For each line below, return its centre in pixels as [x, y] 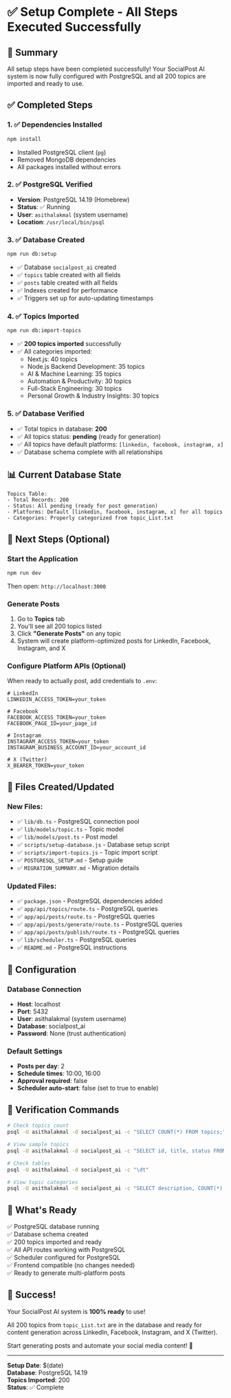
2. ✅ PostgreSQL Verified [50, 184]
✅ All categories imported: [55, 352]
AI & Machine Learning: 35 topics [74, 374]
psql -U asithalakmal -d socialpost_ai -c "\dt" [78, 1170]
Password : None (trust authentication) [71, 1033]
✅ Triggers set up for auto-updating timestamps [85, 298]
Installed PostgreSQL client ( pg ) [62, 152]
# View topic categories [43, 1182]
